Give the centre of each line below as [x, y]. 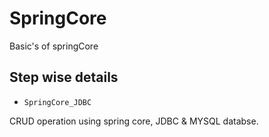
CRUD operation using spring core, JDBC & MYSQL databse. [134, 121]
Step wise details [64, 77]
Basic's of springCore [54, 46]
